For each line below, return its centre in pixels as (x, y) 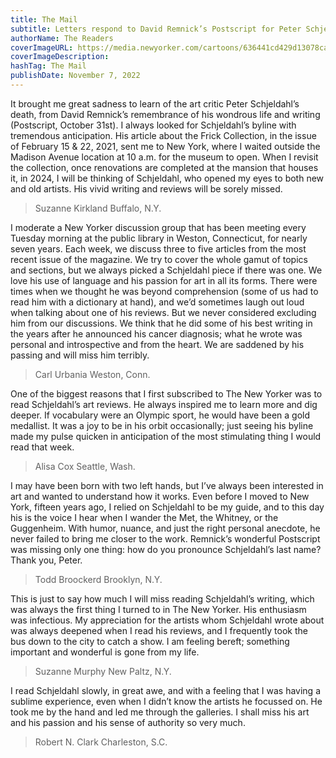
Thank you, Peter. (46, 560)
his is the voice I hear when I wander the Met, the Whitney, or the (144, 517)
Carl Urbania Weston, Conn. (92, 374)
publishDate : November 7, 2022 (75, 76)
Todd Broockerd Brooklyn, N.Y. (98, 579)
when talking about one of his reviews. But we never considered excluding (163, 312)
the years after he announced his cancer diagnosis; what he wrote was (156, 333)
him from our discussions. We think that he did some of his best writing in (161, 323)
